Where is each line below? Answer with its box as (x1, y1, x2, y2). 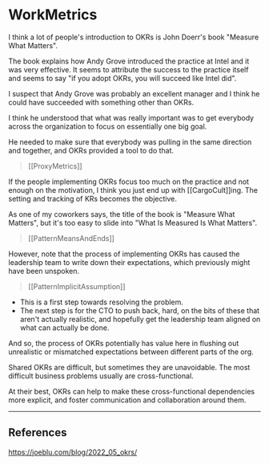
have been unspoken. (8, 266, 80, 275)
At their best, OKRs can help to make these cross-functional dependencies (8, 386, 255, 396)
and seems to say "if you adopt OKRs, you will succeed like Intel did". (8, 73, 237, 83)
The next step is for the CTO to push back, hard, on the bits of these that (19, 305, 260, 315)
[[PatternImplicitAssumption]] (27, 281, 126, 291)
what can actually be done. (19, 323, 110, 332)
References (8, 426, 67, 439)
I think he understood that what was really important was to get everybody (8, 112, 255, 122)
